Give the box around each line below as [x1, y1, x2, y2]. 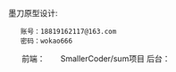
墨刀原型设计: [8, 8, 59, 18]
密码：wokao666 [20, 36, 73, 45]
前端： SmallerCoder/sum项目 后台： [21, 53, 171, 64]
